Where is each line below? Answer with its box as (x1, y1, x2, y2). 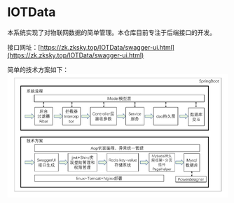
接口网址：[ (7, 43, 41, 51)
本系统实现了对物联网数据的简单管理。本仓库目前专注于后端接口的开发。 (7, 28, 216, 36)
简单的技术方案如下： (7, 65, 69, 73)
